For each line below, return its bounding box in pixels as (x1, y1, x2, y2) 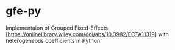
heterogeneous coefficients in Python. (5, 37, 102, 44)
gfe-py (5, 4, 41, 18)
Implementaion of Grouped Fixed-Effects (5, 24, 109, 31)
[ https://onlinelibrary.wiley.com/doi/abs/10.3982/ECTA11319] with (5, 30, 169, 37)
